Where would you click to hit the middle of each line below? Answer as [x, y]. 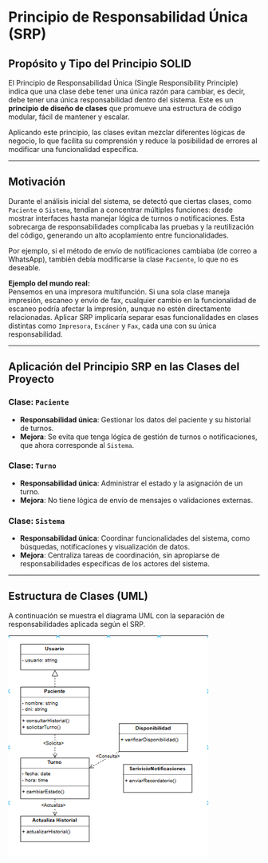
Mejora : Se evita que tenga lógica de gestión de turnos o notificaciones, [138, 437]
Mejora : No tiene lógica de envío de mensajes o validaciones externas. [136, 500]
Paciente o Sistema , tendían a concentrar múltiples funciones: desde [121, 210]
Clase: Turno [33, 465]
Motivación [37, 182]
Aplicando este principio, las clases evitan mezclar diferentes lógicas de [127, 132]
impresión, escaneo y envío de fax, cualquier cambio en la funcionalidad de [132, 300]
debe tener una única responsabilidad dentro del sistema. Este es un [121, 100]
